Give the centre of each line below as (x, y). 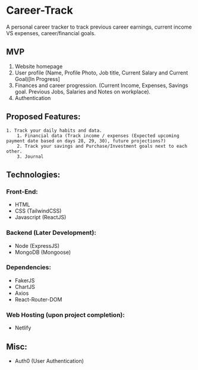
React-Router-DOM (38, 299)
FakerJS (25, 280)
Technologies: (33, 174)
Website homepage (39, 66)
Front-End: (22, 191)
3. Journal (30, 156)
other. (14, 151)
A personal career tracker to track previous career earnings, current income (99, 27)
